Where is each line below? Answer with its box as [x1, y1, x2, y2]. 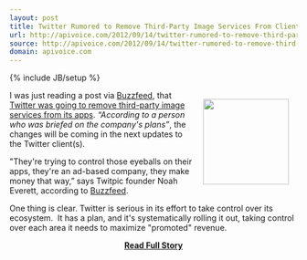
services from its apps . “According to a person [9, 109, 185, 120]
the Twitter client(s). [9, 139, 85, 150]
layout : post [9, 13, 59, 23]
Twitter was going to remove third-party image [9, 99, 185, 110]
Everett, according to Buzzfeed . [9, 185, 129, 196]
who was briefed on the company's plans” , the [9, 120, 186, 130]
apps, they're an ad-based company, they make [9, 166, 190, 177]
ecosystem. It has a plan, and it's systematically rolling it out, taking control [9, 213, 294, 224]
